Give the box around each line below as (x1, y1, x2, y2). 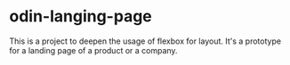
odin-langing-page (9, 6, 153, 27)
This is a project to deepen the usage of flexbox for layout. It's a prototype (9, 36, 282, 46)
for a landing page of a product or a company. (9, 45, 178, 55)
